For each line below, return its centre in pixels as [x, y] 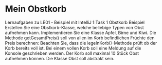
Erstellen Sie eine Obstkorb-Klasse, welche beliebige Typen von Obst [75, 27]
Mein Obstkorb [36, 9]
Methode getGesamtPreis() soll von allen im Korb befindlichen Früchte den [80, 38]
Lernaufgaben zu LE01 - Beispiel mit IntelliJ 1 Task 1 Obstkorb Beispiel [75, 22]
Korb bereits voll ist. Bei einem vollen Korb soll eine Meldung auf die [73, 48]
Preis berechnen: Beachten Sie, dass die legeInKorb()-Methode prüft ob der [81, 43]
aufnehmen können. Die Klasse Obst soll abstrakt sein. [60, 58]
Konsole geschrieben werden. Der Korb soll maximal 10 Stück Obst [72, 53]
